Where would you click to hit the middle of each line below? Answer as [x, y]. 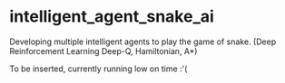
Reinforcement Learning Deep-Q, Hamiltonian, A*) [103, 51]
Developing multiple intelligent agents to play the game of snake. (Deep [143, 41]
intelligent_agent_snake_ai [112, 17]
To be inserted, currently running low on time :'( [98, 69]
